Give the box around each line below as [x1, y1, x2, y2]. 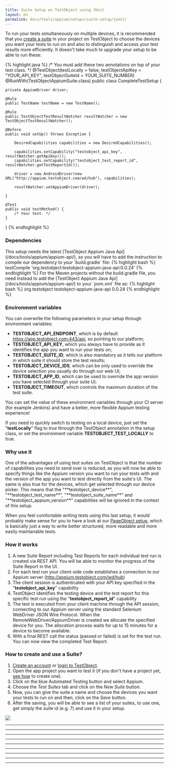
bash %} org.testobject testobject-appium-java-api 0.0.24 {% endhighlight [5, 286, 160, 292]
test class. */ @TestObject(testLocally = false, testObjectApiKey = [5, 67, 142, 73]
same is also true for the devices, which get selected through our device [5, 481, 155, 487]
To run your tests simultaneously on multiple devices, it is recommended [5, 31, 155, 37]
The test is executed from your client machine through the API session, [12, 601, 160, 607]
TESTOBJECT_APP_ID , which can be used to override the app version [12, 373, 158, 379]
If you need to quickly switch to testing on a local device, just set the [5, 420, 147, 426]
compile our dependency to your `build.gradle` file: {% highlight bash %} [5, 259, 156, 265]
